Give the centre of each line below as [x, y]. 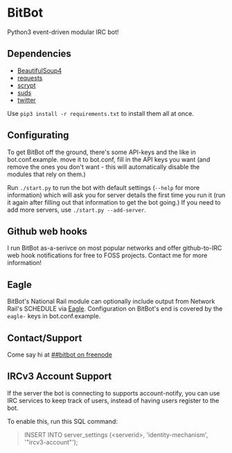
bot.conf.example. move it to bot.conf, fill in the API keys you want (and [109, 159]
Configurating [38, 136]
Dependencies [39, 54]
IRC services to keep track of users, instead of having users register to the [113, 400]
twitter [26, 100]
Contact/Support [45, 338]
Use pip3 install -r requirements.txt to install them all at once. [101, 113]
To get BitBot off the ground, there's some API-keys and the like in [101, 152]
